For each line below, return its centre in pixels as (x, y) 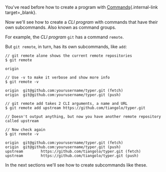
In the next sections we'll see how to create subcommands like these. (76, 165)
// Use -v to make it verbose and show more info (58, 78)
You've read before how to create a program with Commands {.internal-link (82, 7)
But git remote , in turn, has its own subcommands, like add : (66, 46)
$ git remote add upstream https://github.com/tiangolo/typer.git (75, 108)
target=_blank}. (21, 12)
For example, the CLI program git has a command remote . (65, 37)
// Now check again (25, 130)
